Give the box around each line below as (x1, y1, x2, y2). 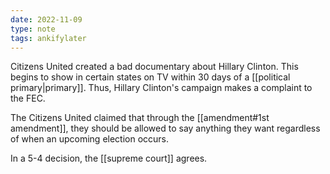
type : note (10, 24, 56, 34)
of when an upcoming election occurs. (10, 133, 170, 145)
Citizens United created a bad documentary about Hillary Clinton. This (10, 61, 299, 73)
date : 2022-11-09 (10, 14, 83, 25)
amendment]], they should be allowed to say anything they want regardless (10, 122, 321, 135)
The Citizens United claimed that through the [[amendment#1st (10, 112, 270, 124)
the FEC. (10, 92, 46, 105)
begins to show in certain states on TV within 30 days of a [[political (10, 71, 291, 83)
